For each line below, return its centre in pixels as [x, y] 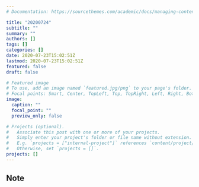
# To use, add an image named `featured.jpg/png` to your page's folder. [99, 88]
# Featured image [28, 83]
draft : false [22, 72]
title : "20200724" [29, 22]
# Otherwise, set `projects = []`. [53, 149]
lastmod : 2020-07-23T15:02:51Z [45, 61]
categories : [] [25, 50]
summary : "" [21, 33]
